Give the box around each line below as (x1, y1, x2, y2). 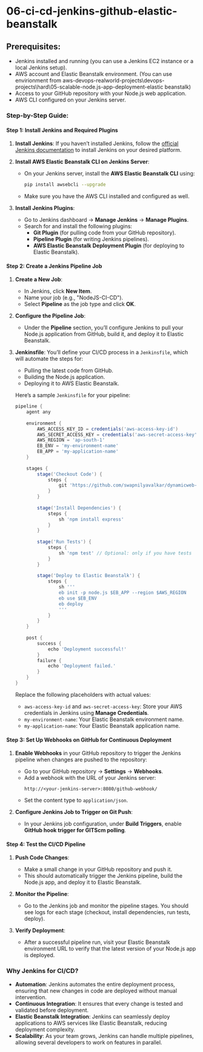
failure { (37, 657, 62, 663)
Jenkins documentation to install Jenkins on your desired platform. (15, 146, 182, 154)
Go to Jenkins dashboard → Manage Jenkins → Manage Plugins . (24, 216, 189, 223)
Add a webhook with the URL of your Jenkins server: (24, 774, 156, 782)
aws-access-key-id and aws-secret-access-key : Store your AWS (24, 703, 183, 710)
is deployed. (24, 952, 55, 959)
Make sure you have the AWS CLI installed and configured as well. (24, 193, 190, 200)
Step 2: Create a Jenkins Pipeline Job (6, 262, 102, 270)
